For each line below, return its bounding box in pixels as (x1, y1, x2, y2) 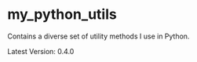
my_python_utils (7, 5, 117, 24)
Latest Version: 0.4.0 (7, 46, 75, 56)
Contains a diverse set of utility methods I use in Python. (7, 31, 190, 41)
